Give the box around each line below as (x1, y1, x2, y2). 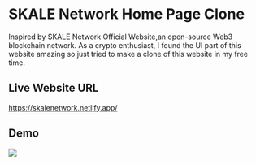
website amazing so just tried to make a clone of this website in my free (8, 49, 249, 59)
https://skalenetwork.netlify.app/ (8, 102, 118, 112)
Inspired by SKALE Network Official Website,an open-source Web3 (8, 32, 233, 41)
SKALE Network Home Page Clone (8, 5, 245, 24)
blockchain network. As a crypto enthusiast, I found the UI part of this (8, 40, 241, 50)
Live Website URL (8, 81, 99, 95)
